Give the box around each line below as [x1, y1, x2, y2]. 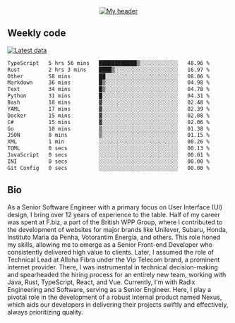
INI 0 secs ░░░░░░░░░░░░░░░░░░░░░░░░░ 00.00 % [7, 158, 210, 165]
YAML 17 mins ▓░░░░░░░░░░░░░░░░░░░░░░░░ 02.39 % [7, 105, 210, 112]
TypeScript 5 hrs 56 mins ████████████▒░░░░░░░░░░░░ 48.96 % [7, 59, 210, 66]
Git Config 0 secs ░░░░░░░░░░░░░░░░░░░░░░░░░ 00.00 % [7, 164, 210, 171]
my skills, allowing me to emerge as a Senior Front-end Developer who [7, 240, 213, 249]
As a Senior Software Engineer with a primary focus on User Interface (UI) [7, 202, 223, 211]
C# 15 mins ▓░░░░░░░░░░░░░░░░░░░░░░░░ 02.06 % [7, 118, 210, 126]
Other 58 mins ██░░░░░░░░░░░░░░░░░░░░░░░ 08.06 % [7, 73, 210, 80]
